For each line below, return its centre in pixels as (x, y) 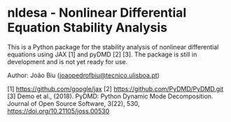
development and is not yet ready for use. (68, 61)
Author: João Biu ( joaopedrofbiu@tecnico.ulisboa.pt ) (83, 75)
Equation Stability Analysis (87, 28)
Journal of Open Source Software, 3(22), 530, (73, 103)
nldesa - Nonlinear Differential (97, 13)
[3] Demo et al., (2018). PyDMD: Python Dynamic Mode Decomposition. (110, 96)
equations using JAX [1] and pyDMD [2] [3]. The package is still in (102, 54)
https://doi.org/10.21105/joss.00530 (58, 111)
